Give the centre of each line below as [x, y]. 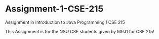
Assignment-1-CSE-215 [54, 9]
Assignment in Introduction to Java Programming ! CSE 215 [65, 22]
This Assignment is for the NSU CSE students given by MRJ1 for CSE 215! [80, 31]
